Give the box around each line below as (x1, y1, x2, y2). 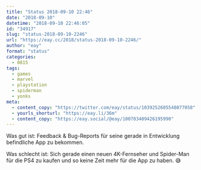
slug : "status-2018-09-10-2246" (6, 31, 88, 38)
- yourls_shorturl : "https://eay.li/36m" (11, 110, 118, 116)
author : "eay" (6, 43, 42, 49)
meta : (6, 99, 20, 105)
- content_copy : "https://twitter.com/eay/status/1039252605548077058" (11, 104, 196, 111)
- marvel (11, 76, 34, 82)
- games (11, 71, 31, 77)
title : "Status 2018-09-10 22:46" (6, 8, 94, 15)
